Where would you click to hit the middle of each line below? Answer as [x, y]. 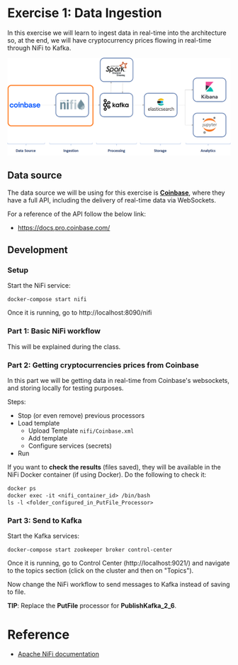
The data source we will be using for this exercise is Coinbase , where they [116, 193]
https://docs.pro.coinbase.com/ [64, 227]
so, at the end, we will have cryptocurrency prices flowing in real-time [109, 40]
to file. [17, 592]
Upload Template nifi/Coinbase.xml [81, 431]
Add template [48, 438]
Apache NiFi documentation [58, 654]
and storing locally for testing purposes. [66, 388]
